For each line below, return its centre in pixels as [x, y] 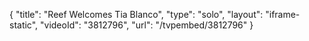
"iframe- [283, 14]
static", [24, 25]
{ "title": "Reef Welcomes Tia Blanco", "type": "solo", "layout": [136, 14]
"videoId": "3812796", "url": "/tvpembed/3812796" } [147, 25]
